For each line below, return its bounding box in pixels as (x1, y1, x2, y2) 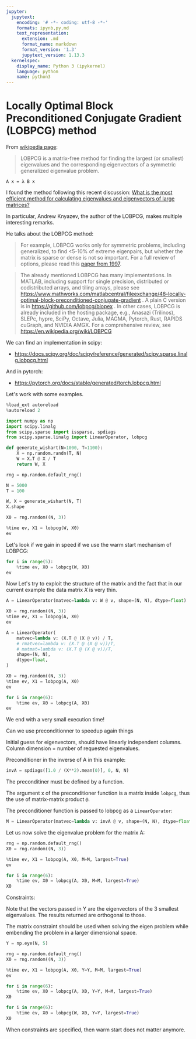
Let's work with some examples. (6, 391, 83, 398)
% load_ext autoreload (6, 402, 59, 408)
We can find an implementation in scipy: (6, 339, 102, 346)
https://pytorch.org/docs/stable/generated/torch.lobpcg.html (14, 379, 162, 387)
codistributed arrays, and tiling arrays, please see (20, 284, 140, 291)
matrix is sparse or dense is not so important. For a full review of (20, 254, 176, 261)
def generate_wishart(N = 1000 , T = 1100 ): (6, 445, 103, 451)
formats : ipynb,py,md (16, 25, 69, 31)
